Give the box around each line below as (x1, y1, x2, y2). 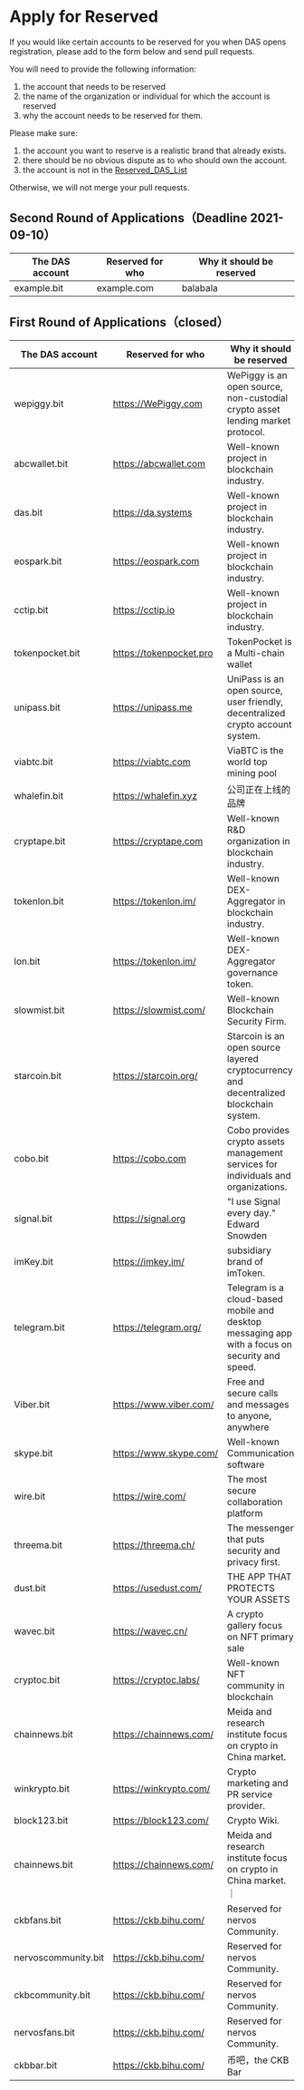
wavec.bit (14, 1625, 56, 1638)
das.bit (14, 506, 43, 519)
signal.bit (14, 1212, 52, 1225)
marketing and (226, 1776, 289, 1789)
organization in (226, 834, 290, 847)
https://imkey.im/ (112, 1255, 185, 1268)
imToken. (226, 1267, 265, 1279)
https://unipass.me (112, 701, 193, 714)
